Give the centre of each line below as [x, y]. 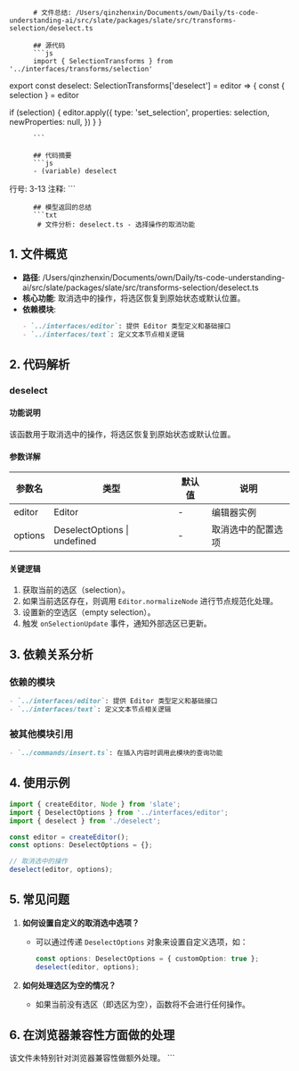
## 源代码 [49, 46]
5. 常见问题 [39, 900]
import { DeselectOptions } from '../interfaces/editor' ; [119, 812]
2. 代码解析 [40, 364]
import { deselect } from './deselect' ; [85, 821]
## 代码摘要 [52, 155]
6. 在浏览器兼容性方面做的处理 [92, 1035]
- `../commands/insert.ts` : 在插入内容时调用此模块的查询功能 [116, 753]
